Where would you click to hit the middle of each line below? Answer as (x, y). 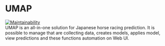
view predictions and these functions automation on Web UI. (67, 38)
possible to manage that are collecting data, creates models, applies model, (83, 33)
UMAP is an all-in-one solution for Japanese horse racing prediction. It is (80, 27)
